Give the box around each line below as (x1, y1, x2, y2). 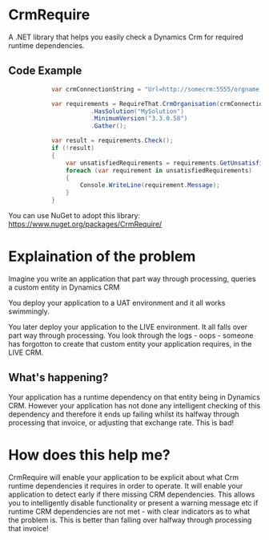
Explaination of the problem (8, 247, 196, 266)
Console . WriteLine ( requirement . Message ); (79, 181, 220, 189)
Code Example (8, 64, 82, 78)
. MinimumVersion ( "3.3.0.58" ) (90, 115, 188, 123)
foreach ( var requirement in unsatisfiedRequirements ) (65, 166, 252, 174)
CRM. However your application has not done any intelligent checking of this (8, 400, 261, 410)
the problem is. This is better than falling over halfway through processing (8, 515, 252, 525)
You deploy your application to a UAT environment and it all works (8, 298, 226, 307)
